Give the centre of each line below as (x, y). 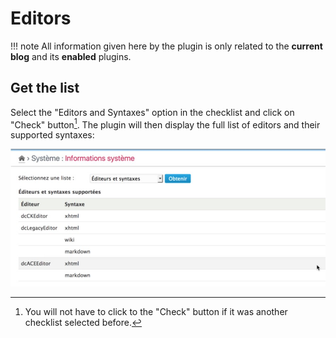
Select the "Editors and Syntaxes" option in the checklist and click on (152, 112)
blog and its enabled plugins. (71, 56)
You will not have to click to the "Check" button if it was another (156, 311)
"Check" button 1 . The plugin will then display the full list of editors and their (165, 124)
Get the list (45, 88)
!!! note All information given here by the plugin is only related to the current (166, 46)
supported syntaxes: (52, 135)
